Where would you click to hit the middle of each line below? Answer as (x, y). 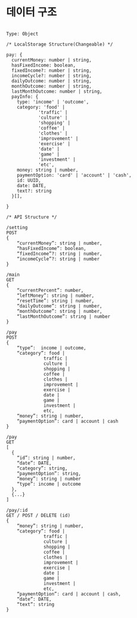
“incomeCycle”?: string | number (58, 259)
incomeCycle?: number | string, (52, 75)
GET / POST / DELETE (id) (38, 515)
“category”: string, (42, 468)
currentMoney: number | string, (52, 60)
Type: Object (22, 34)
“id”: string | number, (46, 458)
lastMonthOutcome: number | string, (57, 91)
